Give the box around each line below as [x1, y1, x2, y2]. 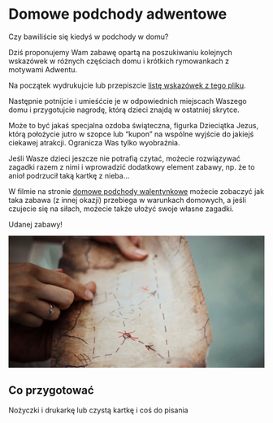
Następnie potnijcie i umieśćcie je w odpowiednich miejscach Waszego [8, 96, 247, 106]
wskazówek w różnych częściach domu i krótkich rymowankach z [8, 56, 230, 66]
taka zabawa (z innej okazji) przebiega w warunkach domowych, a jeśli [8, 195, 246, 205]
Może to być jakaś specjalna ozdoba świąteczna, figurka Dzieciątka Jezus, [8, 120, 259, 130]
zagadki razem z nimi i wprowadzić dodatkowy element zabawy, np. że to [8, 162, 255, 171]
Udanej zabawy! [8, 219, 63, 229]
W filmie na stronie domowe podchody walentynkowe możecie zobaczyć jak [8, 186, 265, 196]
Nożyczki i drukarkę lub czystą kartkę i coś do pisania [8, 405, 188, 415]
